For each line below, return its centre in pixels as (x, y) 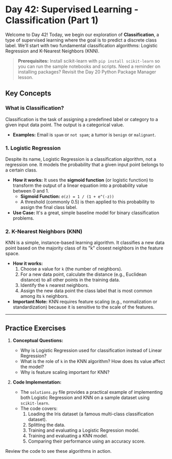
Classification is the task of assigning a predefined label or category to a (82, 119)
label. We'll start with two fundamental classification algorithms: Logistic (81, 45)
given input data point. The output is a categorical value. (65, 125)
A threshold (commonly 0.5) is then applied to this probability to (88, 202)
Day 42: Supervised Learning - (72, 9)
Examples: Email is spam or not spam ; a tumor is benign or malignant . (84, 135)
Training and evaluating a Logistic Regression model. (84, 430)
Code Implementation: (37, 382)
